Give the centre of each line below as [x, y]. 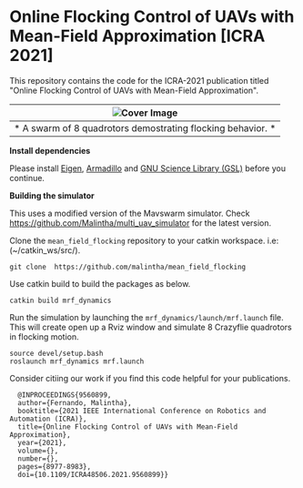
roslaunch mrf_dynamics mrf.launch [77, 361]
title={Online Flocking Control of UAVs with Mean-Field [128, 427]
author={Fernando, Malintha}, [75, 402]
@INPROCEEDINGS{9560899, [65, 395]
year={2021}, [42, 442]
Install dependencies [50, 150]
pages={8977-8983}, [55, 466]
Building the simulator [52, 195]
